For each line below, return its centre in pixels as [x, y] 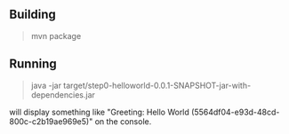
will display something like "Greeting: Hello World [99, 112]
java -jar [46, 85]
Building [32, 15]
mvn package [56, 35]
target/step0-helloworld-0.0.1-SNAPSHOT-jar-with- [157, 85]
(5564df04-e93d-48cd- [235, 112]
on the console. [123, 121]
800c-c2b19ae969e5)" [51, 121]
